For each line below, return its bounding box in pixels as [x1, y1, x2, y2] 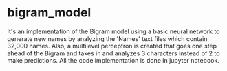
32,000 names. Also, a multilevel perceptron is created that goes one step [7, 42, 217, 50]
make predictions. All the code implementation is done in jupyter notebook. [7, 56, 220, 64]
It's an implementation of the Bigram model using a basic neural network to [7, 27, 220, 35]
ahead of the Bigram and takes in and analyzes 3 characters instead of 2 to [7, 49, 220, 57]
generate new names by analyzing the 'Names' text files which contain [7, 34, 208, 42]
